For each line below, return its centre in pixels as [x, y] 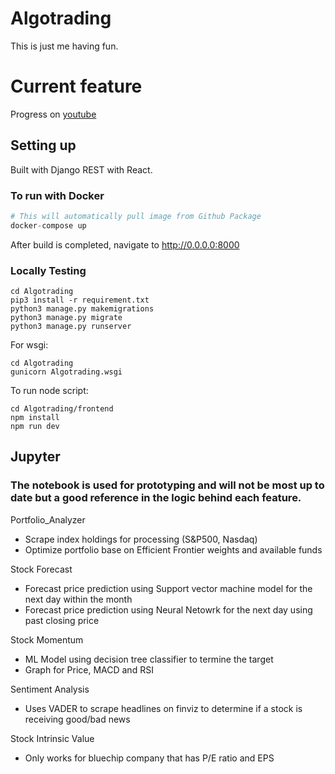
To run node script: [49, 391]
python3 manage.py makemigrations [82, 309]
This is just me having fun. [64, 46]
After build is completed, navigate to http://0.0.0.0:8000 [125, 244]
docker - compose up [48, 225]
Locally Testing [48, 270]
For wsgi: [29, 345]
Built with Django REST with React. [81, 169]
